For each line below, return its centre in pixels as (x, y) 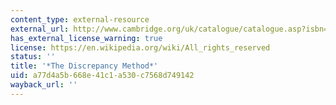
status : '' (33, 57)
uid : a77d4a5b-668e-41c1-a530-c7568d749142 (102, 76)
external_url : (40, 29)
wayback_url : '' (44, 85)
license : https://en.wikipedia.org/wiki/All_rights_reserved (140, 47)
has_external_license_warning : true (86, 38)
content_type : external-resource (80, 19)
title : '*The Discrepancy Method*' (84, 66)
